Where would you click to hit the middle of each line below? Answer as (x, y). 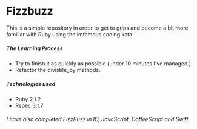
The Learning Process (35, 48)
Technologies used (31, 84)
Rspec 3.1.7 (29, 105)
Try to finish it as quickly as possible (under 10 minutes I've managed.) (103, 63)
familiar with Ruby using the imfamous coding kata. (70, 34)
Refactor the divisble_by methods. (58, 70)
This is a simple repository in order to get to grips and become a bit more (98, 28)
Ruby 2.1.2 (28, 99)
